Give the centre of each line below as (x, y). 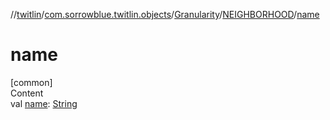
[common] (31, 82)
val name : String (44, 103)
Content (27, 93)
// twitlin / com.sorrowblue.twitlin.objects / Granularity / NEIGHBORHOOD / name (165, 14)
